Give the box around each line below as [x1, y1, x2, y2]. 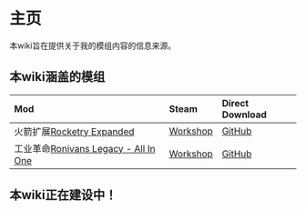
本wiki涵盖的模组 [9, 69, 106, 85]
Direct [221, 96, 249, 109]
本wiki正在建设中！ [9, 187, 117, 203]
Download [221, 108, 267, 121]
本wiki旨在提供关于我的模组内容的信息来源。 [9, 40, 176, 51]
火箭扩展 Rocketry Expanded [14, 125, 135, 137]
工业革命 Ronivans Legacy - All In [14, 142, 156, 155]
